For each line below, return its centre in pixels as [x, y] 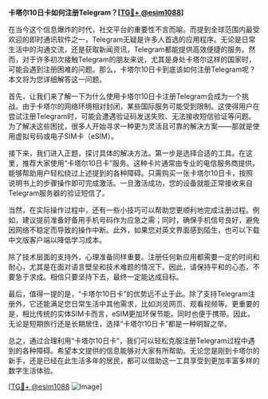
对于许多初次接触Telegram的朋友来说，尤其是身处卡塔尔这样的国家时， [139, 59]
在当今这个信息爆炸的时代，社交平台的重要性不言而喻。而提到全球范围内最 [130, 30]
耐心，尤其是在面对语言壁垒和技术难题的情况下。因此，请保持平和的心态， [130, 267]
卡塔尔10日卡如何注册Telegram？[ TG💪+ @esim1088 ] [96, 12]
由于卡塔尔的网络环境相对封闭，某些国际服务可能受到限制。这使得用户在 [141, 106]
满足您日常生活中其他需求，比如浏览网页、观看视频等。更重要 [151, 304]
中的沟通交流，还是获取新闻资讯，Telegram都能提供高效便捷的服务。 [135, 49]
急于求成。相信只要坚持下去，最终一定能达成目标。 [99, 277]
